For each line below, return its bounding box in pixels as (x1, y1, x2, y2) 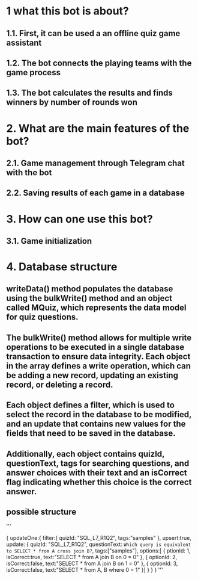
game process (6, 67, 61, 78)
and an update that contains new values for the (6, 419, 186, 429)
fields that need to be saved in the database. (6, 429, 176, 439)
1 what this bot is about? (6, 4, 129, 18)
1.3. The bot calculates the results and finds (6, 88, 173, 98)
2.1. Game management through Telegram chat (6, 158, 185, 168)
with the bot (6, 167, 52, 178)
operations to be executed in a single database (6, 342, 185, 352)
